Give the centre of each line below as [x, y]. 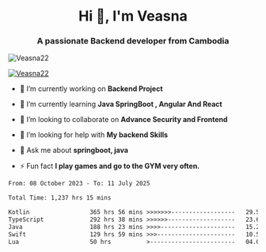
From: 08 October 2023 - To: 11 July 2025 [79, 184]
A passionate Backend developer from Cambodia [133, 41]
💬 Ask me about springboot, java [74, 151]
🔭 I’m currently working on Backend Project [91, 89]
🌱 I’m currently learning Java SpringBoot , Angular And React [121, 104]
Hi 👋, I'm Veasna [133, 16]
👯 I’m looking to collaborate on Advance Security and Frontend [123, 120]
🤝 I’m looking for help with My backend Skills [94, 135]
